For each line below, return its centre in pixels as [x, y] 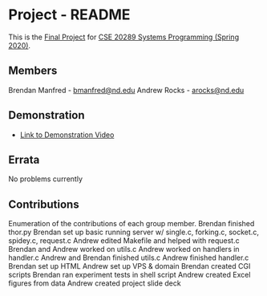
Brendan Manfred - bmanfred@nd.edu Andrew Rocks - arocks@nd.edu [126, 90]
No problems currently [45, 179]
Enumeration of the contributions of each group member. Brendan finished [131, 224]
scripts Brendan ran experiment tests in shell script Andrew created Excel [129, 275]
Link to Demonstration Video [67, 135]
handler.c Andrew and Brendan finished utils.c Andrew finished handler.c [129, 257]
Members [33, 71]
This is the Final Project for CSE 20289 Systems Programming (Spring [123, 37]
